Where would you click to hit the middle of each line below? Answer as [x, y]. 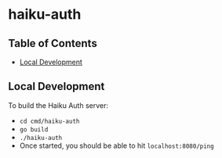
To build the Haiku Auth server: [58, 105]
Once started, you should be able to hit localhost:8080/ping [116, 145]
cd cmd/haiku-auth [49, 121]
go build [34, 129]
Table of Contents [53, 43]
